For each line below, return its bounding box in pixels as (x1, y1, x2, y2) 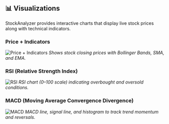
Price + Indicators (5, 38, 50, 45)
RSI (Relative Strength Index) (5, 68, 78, 75)
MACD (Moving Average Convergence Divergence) (5, 97, 134, 104)
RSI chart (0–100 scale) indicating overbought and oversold (18, 79, 144, 85)
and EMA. (5, 55, 26, 61)
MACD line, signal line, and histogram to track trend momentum (25, 108, 159, 115)
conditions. (5, 85, 29, 91)
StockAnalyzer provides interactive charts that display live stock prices (5, 20, 154, 26)
